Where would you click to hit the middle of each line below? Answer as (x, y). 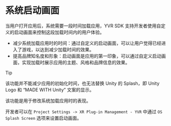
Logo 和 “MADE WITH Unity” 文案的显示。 (50, 89)
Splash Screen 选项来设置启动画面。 (44, 118)
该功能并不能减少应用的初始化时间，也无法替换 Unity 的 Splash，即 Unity (82, 83)
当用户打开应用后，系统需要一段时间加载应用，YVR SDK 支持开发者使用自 (83, 26)
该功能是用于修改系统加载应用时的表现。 (48, 100)
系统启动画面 (33, 11)
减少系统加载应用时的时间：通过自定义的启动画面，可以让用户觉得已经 (87, 43)
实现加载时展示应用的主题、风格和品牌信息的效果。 (76, 62)
